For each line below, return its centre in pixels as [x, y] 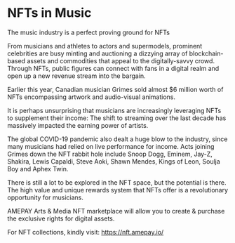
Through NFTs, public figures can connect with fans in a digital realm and [113, 68]
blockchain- [206, 53]
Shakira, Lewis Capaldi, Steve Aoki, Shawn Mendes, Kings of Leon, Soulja [114, 161]
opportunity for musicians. [46, 197]
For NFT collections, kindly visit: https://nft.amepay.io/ [86, 232]
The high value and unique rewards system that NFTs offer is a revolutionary [118, 190]
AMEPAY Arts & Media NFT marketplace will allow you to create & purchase [116, 211]
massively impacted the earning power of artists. [78, 125]
